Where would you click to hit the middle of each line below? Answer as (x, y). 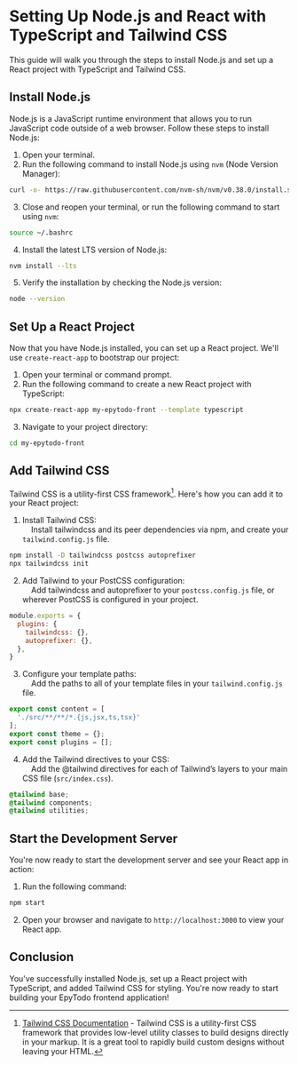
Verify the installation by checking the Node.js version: (122, 282)
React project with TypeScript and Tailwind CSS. (98, 69)
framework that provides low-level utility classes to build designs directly (155, 1032)
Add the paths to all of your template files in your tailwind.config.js (157, 684)
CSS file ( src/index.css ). (67, 778)
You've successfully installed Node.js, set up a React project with (129, 978)
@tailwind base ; (39, 794)
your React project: (44, 503)
